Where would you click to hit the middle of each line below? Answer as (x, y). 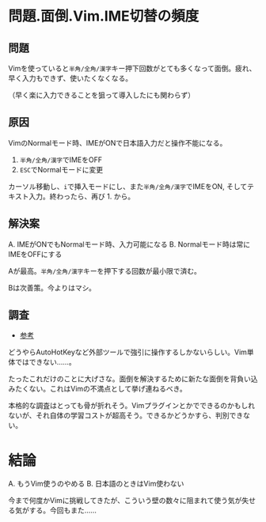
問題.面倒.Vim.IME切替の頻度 (104, 16)
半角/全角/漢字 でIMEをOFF (61, 160)
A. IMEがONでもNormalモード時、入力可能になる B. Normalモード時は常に (129, 244)
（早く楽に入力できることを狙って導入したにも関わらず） (102, 95)
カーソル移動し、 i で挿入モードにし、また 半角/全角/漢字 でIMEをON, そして (128, 186)
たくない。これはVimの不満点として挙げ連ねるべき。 (101, 389)
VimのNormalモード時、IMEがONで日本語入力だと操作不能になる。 (118, 142)
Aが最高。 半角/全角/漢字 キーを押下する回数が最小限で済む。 (105, 270)
